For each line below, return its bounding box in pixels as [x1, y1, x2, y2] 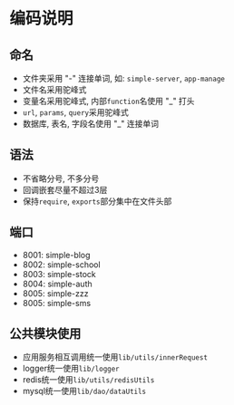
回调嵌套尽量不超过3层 [22, 184, 108, 195]
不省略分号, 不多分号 [22, 173, 100, 184]
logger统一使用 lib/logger [22, 363, 120, 374]
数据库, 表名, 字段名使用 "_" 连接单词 [22, 119, 160, 129]
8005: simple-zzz [22, 287, 89, 299]
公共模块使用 [9, 326, 82, 342]
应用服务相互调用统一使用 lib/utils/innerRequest [22, 352, 209, 362]
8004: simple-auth [22, 278, 93, 289]
